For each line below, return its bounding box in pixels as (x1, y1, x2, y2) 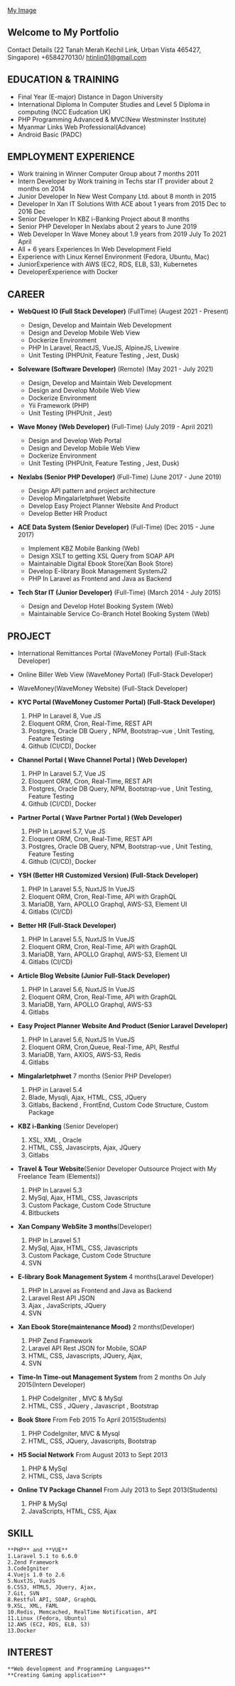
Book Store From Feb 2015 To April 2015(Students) (17, 1415, 167, 1424)
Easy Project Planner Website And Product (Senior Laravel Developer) (17, 1022, 229, 1030)
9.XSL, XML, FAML (7, 1602, 59, 1609)
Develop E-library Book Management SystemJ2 (28, 567, 168, 575)
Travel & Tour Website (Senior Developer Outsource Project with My (17, 1164, 217, 1173)
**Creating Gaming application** (7, 1671, 106, 1679)
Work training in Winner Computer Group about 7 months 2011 (17, 170, 200, 178)
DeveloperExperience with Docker (17, 268, 119, 276)
